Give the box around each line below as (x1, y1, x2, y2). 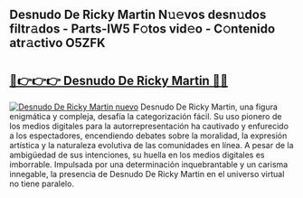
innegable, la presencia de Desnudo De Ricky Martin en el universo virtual (9, 169, 285, 179)
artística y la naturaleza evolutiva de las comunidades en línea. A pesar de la (9, 140, 294, 150)
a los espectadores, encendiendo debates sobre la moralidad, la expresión (9, 130, 288, 141)
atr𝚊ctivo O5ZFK (9, 35, 106, 51)
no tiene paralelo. (9, 178, 75, 189)
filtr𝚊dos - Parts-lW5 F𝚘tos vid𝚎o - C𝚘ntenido (9, 22, 276, 37)
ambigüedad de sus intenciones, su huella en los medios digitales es (9, 149, 265, 160)
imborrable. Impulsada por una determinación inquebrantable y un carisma (9, 159, 289, 170)
